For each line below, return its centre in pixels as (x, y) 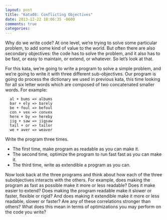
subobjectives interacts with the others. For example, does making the (78, 180)
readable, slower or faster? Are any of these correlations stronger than (78, 201)
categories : (18, 29)
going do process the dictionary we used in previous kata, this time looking (83, 79)
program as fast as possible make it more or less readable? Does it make (80, 185)
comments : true (21, 24)
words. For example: (26, 90)
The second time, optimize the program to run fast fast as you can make (87, 154)
